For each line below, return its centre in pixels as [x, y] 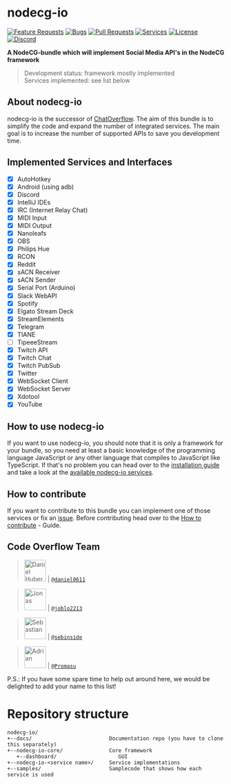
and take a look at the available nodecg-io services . [80, 473]
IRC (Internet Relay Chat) [52, 210]
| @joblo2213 [65, 608]
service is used [30, 774]
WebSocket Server [44, 389]
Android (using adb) [46, 187]
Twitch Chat [34, 358]
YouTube [30, 404]
